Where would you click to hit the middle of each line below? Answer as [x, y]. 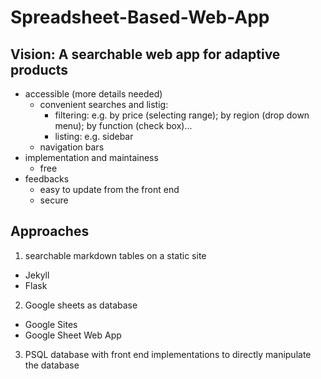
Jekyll [37, 275]
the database [52, 365]
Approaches [50, 231]
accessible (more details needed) [93, 94]
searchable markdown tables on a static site [115, 255]
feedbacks [47, 179]
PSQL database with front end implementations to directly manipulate [168, 354]
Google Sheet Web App [73, 335]
